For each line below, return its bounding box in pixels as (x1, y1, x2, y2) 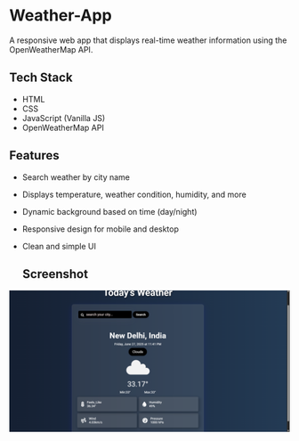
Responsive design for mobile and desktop (21, 224, 180, 234)
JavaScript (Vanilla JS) (21, 112, 106, 123)
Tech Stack (9, 70, 73, 86)
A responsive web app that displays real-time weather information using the (9, 35, 287, 45)
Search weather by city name (21, 171, 131, 183)
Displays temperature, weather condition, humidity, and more (21, 189, 246, 200)
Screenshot (21, 266, 89, 282)
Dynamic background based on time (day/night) (21, 206, 198, 216)
